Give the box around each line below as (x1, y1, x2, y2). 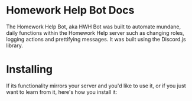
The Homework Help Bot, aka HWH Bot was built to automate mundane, (6, 23, 181, 30)
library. (6, 42, 24, 49)
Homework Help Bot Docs (6, 4, 135, 17)
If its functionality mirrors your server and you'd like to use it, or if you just (6, 82, 186, 89)
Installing (6, 63, 53, 76)
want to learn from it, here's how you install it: (6, 88, 118, 95)
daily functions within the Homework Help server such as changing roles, (6, 29, 184, 36)
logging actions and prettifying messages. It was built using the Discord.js (6, 35, 186, 43)
